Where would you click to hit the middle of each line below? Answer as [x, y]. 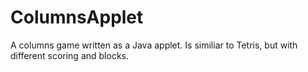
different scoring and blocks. [69, 55]
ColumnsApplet [77, 17]
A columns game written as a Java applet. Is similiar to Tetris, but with [154, 45]
